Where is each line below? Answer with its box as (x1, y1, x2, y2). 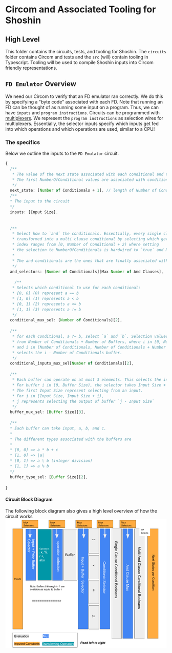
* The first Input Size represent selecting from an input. (12, 388, 143, 393)
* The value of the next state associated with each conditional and (12, 172, 164, 177)
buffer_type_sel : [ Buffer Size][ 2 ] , (10, 474, 88, 480)
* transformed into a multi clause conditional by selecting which (12, 237, 159, 242)
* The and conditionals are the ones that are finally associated (12, 258, 157, 263)
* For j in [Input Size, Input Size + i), (12, 393, 104, 398)
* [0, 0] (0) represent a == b (12, 291, 79, 296)
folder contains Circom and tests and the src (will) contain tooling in (5, 54, 148, 60)
